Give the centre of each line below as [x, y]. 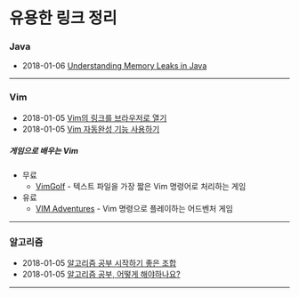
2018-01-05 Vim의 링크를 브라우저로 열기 [94, 117]
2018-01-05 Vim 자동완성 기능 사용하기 [91, 129]
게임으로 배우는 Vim [44, 151]
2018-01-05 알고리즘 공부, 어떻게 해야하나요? [101, 274]
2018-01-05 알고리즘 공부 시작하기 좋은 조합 [99, 263]
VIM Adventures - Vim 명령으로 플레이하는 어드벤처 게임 [134, 208]
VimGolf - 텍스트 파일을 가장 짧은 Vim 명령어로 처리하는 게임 [141, 186]
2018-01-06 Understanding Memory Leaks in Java [114, 66]
